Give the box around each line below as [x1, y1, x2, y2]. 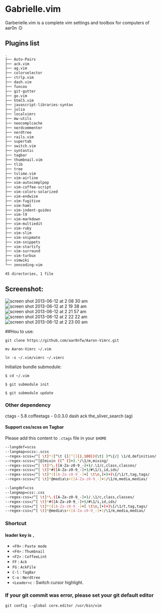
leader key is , [5, 532, 35, 538]
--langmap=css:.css [5, 490, 45, 495]
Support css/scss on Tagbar [5, 424, 64, 430]
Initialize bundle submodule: [5, 364, 62, 370]
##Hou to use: [5, 328, 34, 334]
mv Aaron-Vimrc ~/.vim [5, 347, 51, 351]
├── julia [5, 107, 25, 112]
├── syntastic [5, 148, 34, 153]
